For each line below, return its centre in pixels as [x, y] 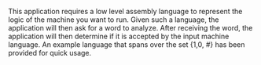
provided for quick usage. [50, 53]
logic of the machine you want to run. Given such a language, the [114, 20]
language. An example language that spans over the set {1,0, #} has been [127, 45]
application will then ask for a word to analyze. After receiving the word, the [130, 28]
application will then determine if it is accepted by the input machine [119, 36]
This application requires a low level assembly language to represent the [125, 11]
